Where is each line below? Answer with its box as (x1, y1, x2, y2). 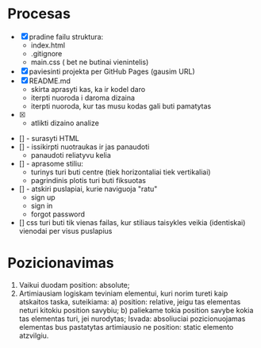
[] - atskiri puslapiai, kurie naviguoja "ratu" (18, 184, 158, 193)
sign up (30, 192, 56, 202)
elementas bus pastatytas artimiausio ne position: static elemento (18, 322, 234, 331)
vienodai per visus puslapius (18, 226, 113, 235)
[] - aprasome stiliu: (18, 159, 84, 168)
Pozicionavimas (7, 254, 114, 272)
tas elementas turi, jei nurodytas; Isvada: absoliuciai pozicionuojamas (18, 314, 246, 323)
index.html (30, 40, 65, 50)
